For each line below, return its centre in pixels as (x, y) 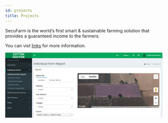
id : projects (19, 10)
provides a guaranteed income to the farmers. (52, 36)
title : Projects (22, 16)
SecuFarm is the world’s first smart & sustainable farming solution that (77, 30)
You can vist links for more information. (45, 45)
